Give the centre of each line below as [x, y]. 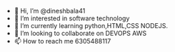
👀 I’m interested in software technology [72, 18]
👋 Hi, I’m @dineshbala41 [50, 11]
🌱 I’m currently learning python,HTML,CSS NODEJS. [91, 26]
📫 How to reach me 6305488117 [62, 41]
